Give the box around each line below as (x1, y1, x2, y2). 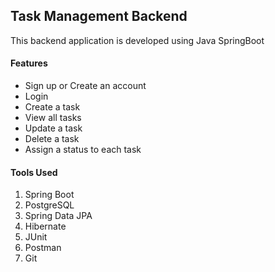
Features (10, 57, 48, 69)
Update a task (24, 122, 83, 134)
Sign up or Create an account (24, 80, 147, 92)
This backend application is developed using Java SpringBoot (10, 34, 265, 46)
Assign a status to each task (24, 144, 142, 156)
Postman (24, 242, 62, 254)
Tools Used (10, 166, 58, 178)
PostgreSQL (24, 199, 75, 211)
